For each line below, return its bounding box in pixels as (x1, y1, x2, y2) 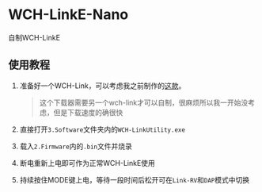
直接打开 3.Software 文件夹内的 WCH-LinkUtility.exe (19, 125, 186, 134)
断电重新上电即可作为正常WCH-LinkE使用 (19, 158, 156, 167)
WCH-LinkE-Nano (8, 6, 129, 24)
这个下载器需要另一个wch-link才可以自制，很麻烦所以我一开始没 (39, 98, 249, 107)
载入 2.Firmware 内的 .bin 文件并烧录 (19, 141, 133, 151)
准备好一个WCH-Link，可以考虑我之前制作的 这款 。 (19, 81, 186, 90)
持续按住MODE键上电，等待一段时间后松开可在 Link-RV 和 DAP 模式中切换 (19, 175, 250, 184)
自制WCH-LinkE (8, 33, 61, 42)
